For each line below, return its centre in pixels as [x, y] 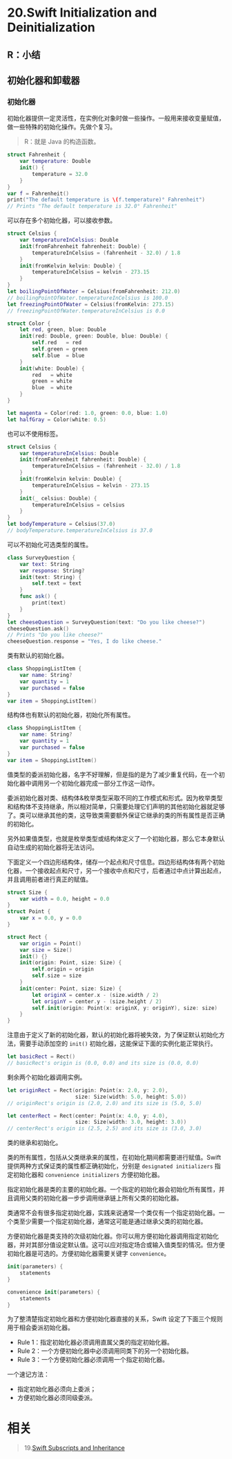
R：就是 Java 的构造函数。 [62, 142]
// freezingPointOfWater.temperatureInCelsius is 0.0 [86, 311]
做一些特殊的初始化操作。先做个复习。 [61, 127]
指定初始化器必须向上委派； [57, 1389]
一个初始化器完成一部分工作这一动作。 [104, 783]
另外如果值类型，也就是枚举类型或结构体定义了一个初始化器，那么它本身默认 [116, 838]
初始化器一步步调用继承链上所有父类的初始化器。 [113, 1198]
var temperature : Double [55, 161]
